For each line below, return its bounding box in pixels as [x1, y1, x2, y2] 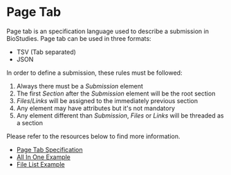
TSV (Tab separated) [16, 48, 77, 56]
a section [16, 118, 43, 127]
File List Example [16, 160, 65, 168]
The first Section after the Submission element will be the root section [16, 89, 216, 98]
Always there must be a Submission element [16, 82, 143, 90]
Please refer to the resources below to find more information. [6, 132, 181, 140]
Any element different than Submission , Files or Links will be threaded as [16, 111, 224, 120]
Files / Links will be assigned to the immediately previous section [16, 96, 198, 104]
